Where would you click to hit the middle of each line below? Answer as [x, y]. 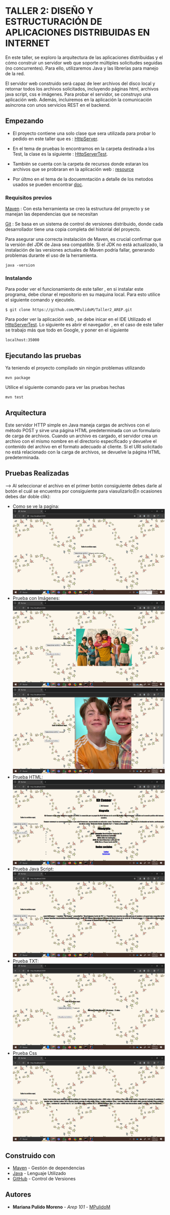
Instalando [18, 278]
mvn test [14, 397]
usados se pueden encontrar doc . [48, 184]
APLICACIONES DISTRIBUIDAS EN [78, 33]
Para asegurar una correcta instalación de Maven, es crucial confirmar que [83, 239]
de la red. [15, 73]
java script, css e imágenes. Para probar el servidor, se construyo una [78, 94]
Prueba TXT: [26, 961]
